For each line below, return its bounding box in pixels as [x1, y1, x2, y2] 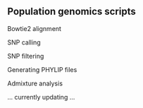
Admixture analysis [7, 79, 63, 88]
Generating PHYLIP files [7, 65, 77, 73]
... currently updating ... [7, 92, 75, 101]
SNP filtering [7, 52, 44, 60]
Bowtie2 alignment [7, 24, 62, 32]
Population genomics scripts [7, 6, 136, 18]
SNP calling [7, 38, 41, 47]
